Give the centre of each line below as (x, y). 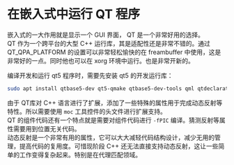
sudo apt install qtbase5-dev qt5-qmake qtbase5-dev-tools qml (101, 88)
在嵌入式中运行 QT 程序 (74, 14)
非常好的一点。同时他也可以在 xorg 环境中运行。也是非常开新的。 (101, 60)
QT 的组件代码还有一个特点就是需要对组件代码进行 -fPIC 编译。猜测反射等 (113, 120)
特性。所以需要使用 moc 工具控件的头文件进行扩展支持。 (87, 111)
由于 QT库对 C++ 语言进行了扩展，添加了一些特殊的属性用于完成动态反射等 (115, 103)
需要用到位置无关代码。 (47, 128)
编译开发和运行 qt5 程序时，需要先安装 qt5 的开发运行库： (90, 75)
